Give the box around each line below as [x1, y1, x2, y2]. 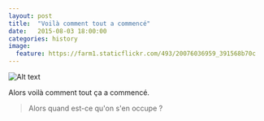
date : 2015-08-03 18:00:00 [8, 27, 107, 35]
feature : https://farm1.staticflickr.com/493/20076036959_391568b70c [15, 50, 256, 58]
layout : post [8, 11, 53, 20]
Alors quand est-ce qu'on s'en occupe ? [28, 103, 163, 113]
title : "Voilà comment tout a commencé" [8, 19, 151, 28]
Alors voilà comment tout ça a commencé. [8, 88, 150, 97]
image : [8, 42, 31, 50]
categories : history [8, 34, 79, 43]
